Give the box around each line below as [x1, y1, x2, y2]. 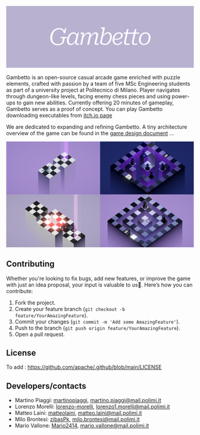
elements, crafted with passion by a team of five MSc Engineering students [6, 80, 190, 88]
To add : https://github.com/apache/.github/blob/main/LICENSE [6, 363, 162, 371]
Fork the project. [14, 299, 56, 306]
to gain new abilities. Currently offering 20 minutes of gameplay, [17, 99, 174, 107]
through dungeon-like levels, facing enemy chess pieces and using [6, 93, 171, 100]
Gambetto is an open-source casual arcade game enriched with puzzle [6, 74, 180, 81]
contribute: [6, 287, 33, 294]
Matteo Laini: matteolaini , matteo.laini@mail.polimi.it [14, 409, 142, 417]
